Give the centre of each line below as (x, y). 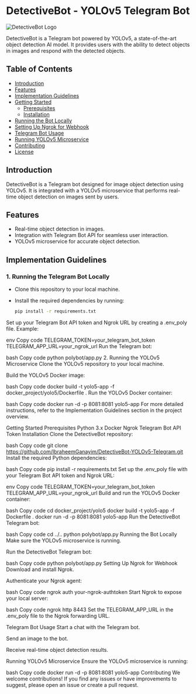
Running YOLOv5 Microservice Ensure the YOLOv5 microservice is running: (97, 661)
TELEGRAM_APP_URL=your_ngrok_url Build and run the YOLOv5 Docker (93, 493)
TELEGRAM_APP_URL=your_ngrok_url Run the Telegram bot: (79, 346)
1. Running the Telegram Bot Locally (58, 276)
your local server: (27, 598)
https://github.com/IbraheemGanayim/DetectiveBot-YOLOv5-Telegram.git (94, 451)
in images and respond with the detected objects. (66, 50)
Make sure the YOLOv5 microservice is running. (64, 540)
